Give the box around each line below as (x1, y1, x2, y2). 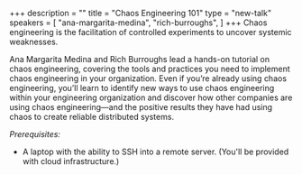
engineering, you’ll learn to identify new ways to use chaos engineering (9, 83, 275, 93)
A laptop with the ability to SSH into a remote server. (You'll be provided (22, 146, 289, 157)
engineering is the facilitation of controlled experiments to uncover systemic (9, 27, 292, 37)
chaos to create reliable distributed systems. (9, 112, 174, 122)
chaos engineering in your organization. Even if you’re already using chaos (9, 73, 287, 84)
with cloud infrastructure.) (22, 156, 120, 166)
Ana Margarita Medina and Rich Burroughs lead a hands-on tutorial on (9, 54, 270, 64)
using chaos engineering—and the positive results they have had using (9, 102, 273, 112)
